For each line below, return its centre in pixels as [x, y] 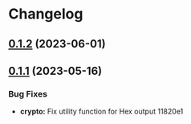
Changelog [46, 14]
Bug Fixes [28, 93]
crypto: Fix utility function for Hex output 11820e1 [102, 112]
